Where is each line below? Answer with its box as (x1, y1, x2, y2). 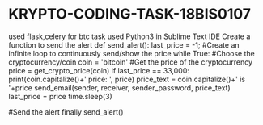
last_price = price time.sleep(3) (8, 91, 113, 101)
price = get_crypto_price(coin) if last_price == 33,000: (8, 65, 190, 75)
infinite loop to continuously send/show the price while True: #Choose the (8, 48, 255, 58)
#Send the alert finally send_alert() (8, 106, 124, 117)
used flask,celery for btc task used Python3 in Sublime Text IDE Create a (8, 31, 251, 41)
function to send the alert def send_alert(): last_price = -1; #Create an (8, 40, 240, 49)
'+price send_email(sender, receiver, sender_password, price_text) (8, 82, 231, 93)
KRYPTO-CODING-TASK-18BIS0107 (8, 5, 252, 23)
